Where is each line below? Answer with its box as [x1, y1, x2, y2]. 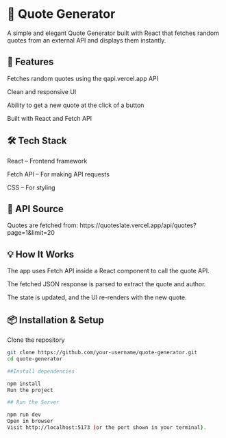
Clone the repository [7, 336, 65, 344]
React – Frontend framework [7, 157, 88, 165]
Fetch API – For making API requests [7, 170, 110, 178]
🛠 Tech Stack [7, 135, 67, 147]
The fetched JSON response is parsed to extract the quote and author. [7, 280, 206, 288]
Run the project [7, 387, 53, 393]
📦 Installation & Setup [7, 314, 105, 325]
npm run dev [7, 411, 41, 418]
